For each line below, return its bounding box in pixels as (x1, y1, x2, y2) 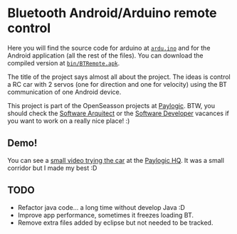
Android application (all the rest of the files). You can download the (7, 51, 204, 60)
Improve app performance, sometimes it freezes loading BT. (17, 211, 194, 219)
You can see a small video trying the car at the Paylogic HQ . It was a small (7, 156, 224, 164)
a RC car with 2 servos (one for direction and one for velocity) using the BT (7, 80, 228, 88)
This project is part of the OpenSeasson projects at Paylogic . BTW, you (7, 101, 216, 110)
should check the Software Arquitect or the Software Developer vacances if (7, 109, 230, 117)
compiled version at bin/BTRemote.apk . (7, 58, 120, 67)
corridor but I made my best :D (7, 164, 98, 172)
